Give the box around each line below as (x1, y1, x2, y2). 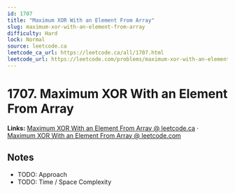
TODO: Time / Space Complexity (17, 178, 112, 186)
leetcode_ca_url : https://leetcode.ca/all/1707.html (7, 50, 164, 57)
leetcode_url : (7, 56, 49, 63)
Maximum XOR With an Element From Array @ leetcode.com (7, 131, 182, 140)
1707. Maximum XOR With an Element (7, 85, 228, 101)
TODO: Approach (17, 170, 68, 178)
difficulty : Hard (7, 29, 58, 37)
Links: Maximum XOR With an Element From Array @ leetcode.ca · (7, 124, 199, 132)
